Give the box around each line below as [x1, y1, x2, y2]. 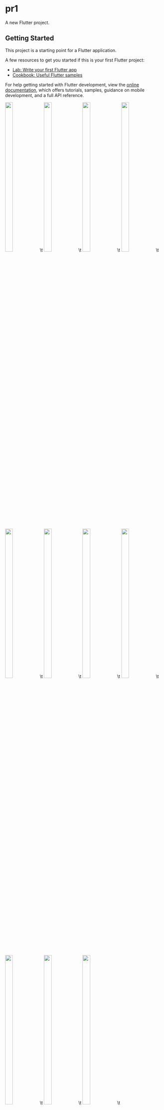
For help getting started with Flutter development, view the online [5, 81, 140, 87]
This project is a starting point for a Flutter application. [5, 47, 117, 53]
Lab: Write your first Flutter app [12, 66, 77, 72]
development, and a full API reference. [5, 92, 84, 98]
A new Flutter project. [5, 19, 50, 25]
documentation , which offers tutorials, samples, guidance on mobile [5, 87, 145, 93]
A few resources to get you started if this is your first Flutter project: [5, 57, 145, 63]
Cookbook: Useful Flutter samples [12, 72, 83, 78]
